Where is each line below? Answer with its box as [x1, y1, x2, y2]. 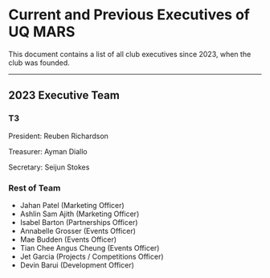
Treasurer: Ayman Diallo [8, 146, 88, 156]
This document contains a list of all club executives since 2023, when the [8, 49, 252, 59]
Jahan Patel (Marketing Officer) [19, 200, 125, 210]
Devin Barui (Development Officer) [19, 260, 135, 270]
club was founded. [8, 58, 70, 67]
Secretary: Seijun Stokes [8, 162, 90, 172]
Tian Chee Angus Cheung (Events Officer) [19, 243, 160, 252]
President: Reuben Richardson [8, 131, 108, 141]
